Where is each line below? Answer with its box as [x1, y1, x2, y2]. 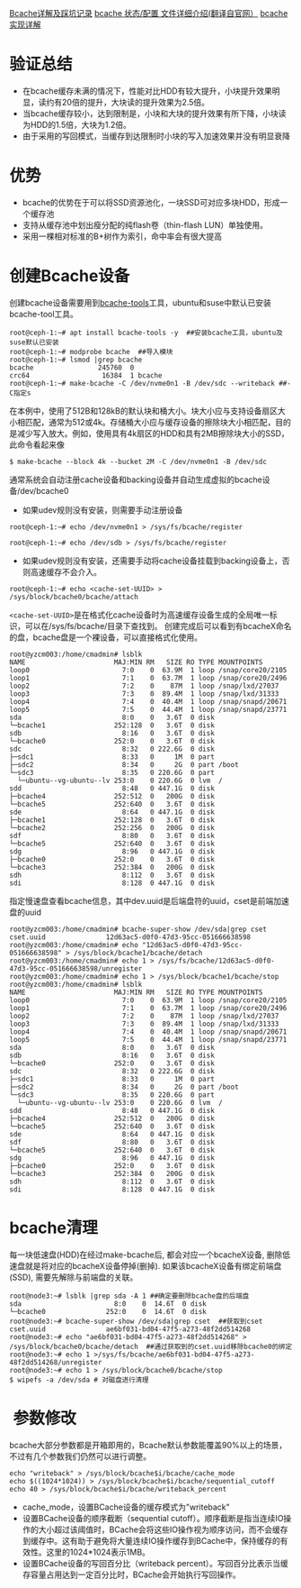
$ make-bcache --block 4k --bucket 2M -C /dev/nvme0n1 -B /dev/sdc [9, 457, 268, 466]
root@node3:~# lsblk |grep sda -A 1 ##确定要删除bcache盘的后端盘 [9, 1291, 250, 1301]
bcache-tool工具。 [9, 308, 79, 319]
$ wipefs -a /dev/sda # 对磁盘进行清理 [9, 1375, 149, 1384]
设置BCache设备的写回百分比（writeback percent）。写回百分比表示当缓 [22, 1557, 289, 1568]
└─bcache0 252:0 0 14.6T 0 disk [9, 1307, 207, 1316]
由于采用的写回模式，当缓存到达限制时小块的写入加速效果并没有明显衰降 [22, 130, 290, 141]
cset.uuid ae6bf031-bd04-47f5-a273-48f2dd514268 [9, 1324, 252, 1334]
